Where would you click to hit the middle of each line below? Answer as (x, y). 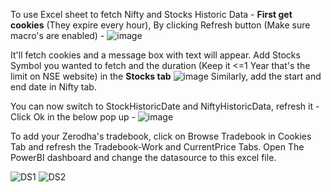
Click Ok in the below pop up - (73, 117)
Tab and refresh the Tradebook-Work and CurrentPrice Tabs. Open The (157, 147)
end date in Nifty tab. (53, 87)
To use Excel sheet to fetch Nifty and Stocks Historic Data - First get (151, 14)
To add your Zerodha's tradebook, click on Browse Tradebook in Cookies (161, 136)
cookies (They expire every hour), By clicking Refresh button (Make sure (160, 25)
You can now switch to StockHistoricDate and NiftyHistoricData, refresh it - (165, 106)
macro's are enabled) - (57, 35)
